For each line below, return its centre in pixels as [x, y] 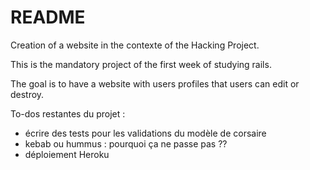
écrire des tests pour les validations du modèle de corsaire [145, 133]
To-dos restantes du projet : [68, 113]
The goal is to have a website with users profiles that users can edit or [155, 83]
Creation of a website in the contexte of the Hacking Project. [135, 45]
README [48, 17]
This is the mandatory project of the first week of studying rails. [141, 64]
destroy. [27, 94]
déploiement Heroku [67, 154]
